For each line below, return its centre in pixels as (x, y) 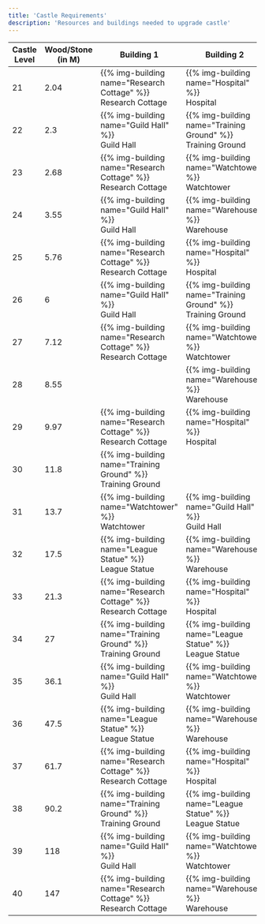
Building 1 (139, 54)
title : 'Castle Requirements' (58, 15)
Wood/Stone (69, 50)
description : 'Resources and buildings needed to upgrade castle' (119, 23)
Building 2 (224, 54)
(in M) (69, 59)
